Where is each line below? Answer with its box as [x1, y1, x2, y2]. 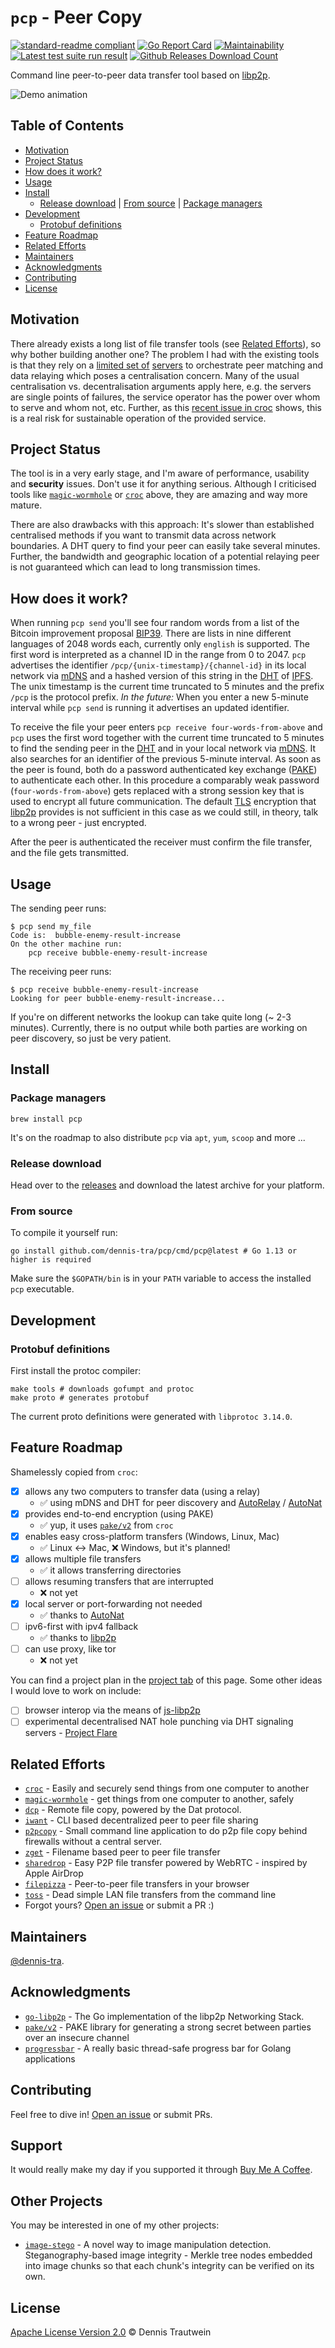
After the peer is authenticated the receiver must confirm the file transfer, [10, 836, 313, 848]
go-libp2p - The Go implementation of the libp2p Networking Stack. [24, 2010, 305, 2022]
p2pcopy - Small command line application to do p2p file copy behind [24, 1825, 308, 1837]
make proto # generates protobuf [10, 1392, 150, 1403]
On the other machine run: [10, 939, 123, 949]
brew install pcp [10, 1114, 83, 1124]
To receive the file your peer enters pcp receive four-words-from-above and [10, 721, 323, 733]
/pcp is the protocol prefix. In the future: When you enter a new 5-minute [10, 691, 309, 703]
